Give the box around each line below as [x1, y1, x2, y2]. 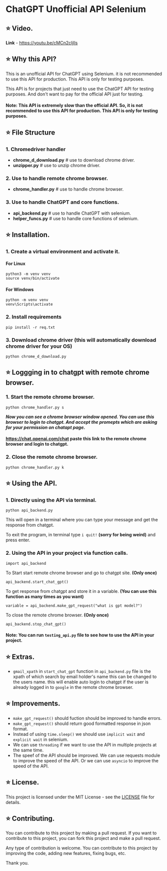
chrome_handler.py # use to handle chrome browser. [12, 186, 124, 192]
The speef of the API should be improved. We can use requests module [12, 752, 160, 758]
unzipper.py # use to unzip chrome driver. [12, 163, 100, 169]
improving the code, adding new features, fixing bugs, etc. [5, 850, 126, 856]
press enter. [5, 537, 30, 543]
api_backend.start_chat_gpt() [5, 579, 69, 584]
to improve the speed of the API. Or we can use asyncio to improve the [12, 757, 159, 763]
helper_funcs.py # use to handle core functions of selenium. [12, 215, 139, 221]
